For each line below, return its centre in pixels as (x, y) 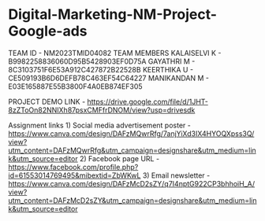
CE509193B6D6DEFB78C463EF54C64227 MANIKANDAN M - (108, 78)
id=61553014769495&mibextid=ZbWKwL (75, 175)
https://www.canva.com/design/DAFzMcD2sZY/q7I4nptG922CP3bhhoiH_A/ (132, 183)
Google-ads (48, 31)
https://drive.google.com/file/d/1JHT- (148, 101)
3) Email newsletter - (176, 175)
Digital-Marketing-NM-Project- (113, 15)
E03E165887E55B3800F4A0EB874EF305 (76, 86)
